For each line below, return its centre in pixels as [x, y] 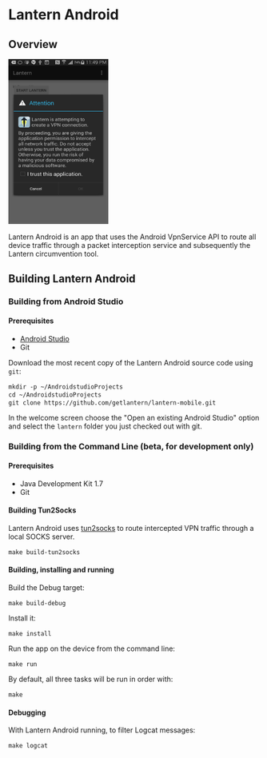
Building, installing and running [61, 570]
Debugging [27, 712]
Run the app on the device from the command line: [92, 648]
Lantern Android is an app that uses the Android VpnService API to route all [132, 237]
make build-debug [37, 604]
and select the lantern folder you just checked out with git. [105, 426]
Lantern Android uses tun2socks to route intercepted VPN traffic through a [131, 528]
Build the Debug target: [47, 588]
